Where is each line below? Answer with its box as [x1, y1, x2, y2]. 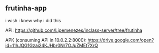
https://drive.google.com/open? [87, 37, 154, 43]
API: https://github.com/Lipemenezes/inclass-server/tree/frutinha [5, 27, 142, 33]
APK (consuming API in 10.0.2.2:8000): [5, 37, 87, 43]
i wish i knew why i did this [5, 17, 61, 23]
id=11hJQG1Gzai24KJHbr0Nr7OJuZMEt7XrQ [5, 42, 98, 48]
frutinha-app [5, 4, 47, 13]
